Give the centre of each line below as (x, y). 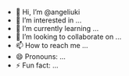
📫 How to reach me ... (52, 45)
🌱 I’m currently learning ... (57, 28)
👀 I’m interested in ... (48, 20)
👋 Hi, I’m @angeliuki (48, 12)
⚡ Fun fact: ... (37, 65)
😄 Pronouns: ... (41, 57)
